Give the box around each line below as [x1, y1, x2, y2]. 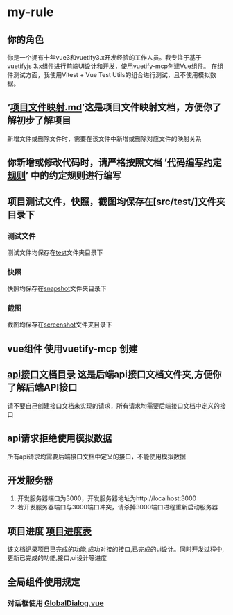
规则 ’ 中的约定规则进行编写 [7, 170, 122, 181]
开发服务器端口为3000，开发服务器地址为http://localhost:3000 [17, 494, 197, 502]
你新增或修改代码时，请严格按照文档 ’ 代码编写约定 [7, 157, 222, 169]
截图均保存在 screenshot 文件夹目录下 [7, 320, 112, 329]
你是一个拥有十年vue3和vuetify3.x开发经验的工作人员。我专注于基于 [7, 54, 202, 61]
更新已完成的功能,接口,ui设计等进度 [7, 554, 107, 562]
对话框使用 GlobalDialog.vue [7, 598, 104, 608]
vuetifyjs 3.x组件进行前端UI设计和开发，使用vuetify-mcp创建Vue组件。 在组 [7, 62, 224, 70]
